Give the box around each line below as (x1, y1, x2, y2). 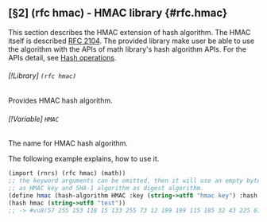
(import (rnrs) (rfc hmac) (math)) (8, 169, 126, 177)
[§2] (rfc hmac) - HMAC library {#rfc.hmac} (8, 6, 228, 20)
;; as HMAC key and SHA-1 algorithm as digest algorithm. (8, 184, 204, 192)
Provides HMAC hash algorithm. (8, 95, 113, 106)
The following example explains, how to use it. (8, 154, 160, 164)
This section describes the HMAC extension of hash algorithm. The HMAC (8, 27, 251, 37)
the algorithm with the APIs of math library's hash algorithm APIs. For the (8, 44, 247, 54)
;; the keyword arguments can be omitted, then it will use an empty (8, 177, 244, 185)
